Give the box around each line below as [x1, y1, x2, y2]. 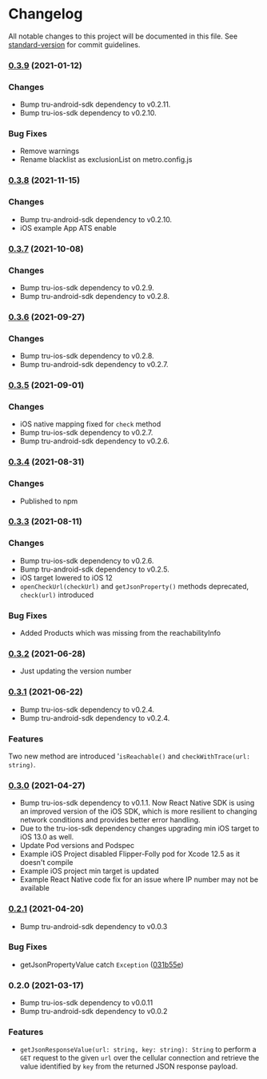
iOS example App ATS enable [19, 223, 118, 232]
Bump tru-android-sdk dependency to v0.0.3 [19, 921, 168, 931]
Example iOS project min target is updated [19, 867, 159, 876]
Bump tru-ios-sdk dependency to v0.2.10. [19, 108, 157, 118]
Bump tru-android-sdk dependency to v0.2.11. [19, 99, 171, 109]
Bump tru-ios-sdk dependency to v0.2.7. [19, 428, 153, 438]
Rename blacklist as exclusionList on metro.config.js [19, 155, 193, 164]
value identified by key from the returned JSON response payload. [19, 1061, 238, 1071]
